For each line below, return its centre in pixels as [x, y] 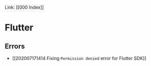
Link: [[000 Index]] [24, 7]
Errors [15, 46]
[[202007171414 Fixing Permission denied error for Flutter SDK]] [79, 58]
